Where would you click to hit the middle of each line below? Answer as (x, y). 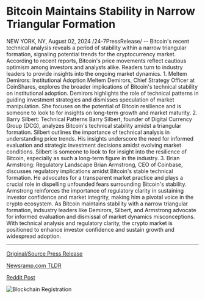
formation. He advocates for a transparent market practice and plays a (95, 177)
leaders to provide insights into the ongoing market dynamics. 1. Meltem (97, 73)
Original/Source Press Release (45, 253)
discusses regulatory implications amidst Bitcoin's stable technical (90, 171)
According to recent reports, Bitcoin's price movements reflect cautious (96, 61)
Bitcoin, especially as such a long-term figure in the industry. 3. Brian (93, 158)
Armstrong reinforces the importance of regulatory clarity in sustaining (95, 190)
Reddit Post (21, 277)
